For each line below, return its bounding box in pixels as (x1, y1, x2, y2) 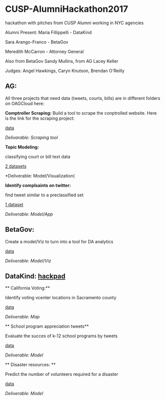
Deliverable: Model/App (5, 211, 53, 217)
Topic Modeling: (5, 144, 39, 150)
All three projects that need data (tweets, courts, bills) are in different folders (5, 95, 161, 101)
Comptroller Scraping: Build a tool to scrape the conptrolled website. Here (5, 110, 157, 116)
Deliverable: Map (5, 314, 40, 320)
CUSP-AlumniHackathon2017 (5, 3, 129, 15)
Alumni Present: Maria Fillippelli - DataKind (5, 29, 92, 35)
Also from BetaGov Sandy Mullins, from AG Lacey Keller (5, 58, 119, 64)
